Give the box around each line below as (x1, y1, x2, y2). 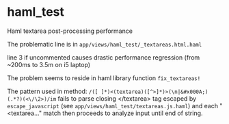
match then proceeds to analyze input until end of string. (43, 109, 203, 117)
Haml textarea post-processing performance (7, 27, 133, 35)
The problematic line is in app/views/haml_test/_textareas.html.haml (7, 40, 202, 48)
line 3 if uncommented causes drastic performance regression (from (7, 53, 200, 62)
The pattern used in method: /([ (7, 87, 98, 95)
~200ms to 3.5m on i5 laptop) (7, 60, 91, 69)
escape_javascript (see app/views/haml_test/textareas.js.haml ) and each (7, 101, 219, 110)
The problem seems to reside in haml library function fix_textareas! (7, 73, 201, 82)
